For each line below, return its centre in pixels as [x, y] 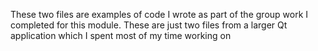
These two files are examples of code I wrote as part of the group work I [159, 14]
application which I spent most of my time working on [121, 35]
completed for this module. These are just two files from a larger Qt [149, 25]
